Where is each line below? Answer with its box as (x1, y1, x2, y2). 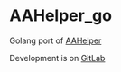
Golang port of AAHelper (9, 35, 102, 46)
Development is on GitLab (9, 52, 106, 63)
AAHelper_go (9, 5, 113, 26)
